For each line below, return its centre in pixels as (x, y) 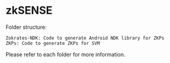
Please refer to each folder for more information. (65, 54)
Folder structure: (26, 27)
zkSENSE (29, 10)
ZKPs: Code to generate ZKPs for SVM (53, 43)
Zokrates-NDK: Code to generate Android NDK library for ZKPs (85, 38)
